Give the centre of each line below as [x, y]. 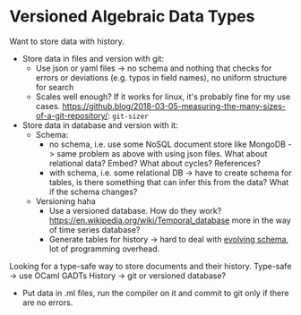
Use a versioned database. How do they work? [135, 210]
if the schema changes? [93, 192]
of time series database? [95, 229]
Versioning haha [65, 201]
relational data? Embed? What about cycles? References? [155, 163]
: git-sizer [128, 115]
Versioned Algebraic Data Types [132, 17]
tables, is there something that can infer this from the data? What [169, 182]
